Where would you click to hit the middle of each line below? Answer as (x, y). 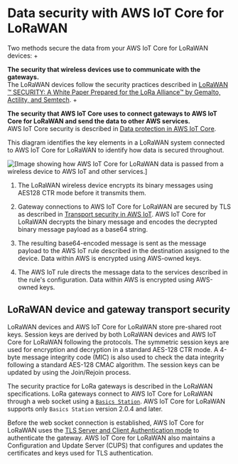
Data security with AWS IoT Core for (116, 13)
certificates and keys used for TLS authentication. (80, 453)
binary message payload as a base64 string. (82, 229)
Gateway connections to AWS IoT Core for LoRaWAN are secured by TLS (124, 206)
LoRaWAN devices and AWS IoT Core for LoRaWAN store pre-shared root (114, 326)
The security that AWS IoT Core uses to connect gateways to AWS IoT (113, 113)
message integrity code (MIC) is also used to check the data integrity (123, 357)
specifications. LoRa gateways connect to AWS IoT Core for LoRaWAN (110, 393)
